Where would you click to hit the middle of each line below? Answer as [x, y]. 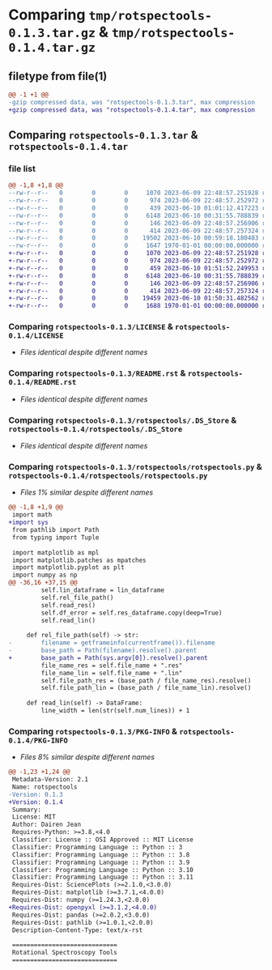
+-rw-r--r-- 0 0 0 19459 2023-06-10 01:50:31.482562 [134, 298]
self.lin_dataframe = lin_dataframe [102, 590]
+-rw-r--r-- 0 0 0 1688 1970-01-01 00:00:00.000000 [134, 306]
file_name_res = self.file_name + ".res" [112, 666]
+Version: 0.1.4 [36, 802]
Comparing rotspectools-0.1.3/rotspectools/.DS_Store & [123, 420]
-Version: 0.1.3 [36, 794]
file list [22, 168]
